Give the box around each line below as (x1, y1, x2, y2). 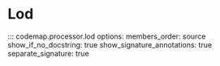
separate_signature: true (7, 48, 90, 58)
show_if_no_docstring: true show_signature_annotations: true (7, 39, 213, 49)
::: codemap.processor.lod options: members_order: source (7, 31, 206, 41)
